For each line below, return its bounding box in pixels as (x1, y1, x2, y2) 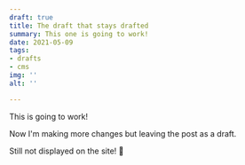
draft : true (9, 12, 53, 22)
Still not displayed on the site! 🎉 (9, 145, 124, 156)
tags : (9, 46, 29, 55)
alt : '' (9, 79, 38, 88)
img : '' (9, 71, 38, 80)
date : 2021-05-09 (9, 37, 74, 47)
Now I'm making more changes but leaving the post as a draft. (9, 128, 237, 138)
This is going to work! (9, 111, 89, 122)
